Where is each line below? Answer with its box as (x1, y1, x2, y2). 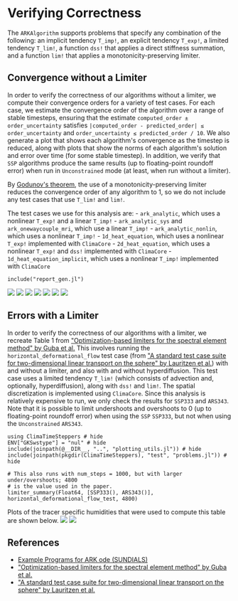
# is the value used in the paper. (7, 482, 113, 490)
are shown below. (7, 516, 59, 524)
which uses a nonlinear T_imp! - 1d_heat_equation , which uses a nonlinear (7, 231, 225, 240)
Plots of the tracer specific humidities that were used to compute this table (7, 507, 226, 516)
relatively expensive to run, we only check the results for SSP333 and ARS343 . (7, 396, 229, 405)
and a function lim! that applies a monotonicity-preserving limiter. (7, 51, 200, 60)
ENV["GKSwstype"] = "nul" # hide (7, 439, 107, 446)
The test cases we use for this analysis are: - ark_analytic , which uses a (7, 208, 220, 218)
